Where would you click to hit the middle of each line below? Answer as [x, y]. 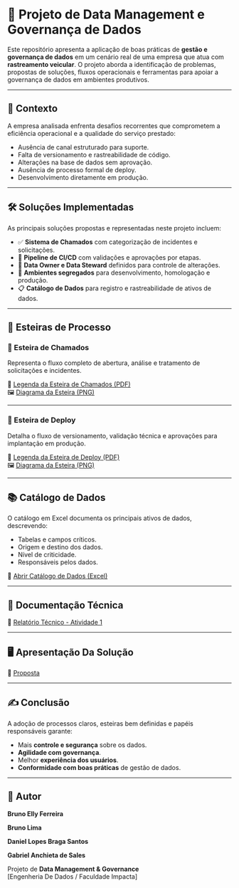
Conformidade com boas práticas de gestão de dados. [99, 767]
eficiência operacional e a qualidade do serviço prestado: [91, 133]
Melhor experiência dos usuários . [68, 760]
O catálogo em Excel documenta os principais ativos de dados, [100, 518]
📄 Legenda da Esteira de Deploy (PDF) [64, 457]
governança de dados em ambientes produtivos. [78, 79]
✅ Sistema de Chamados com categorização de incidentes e [107, 242]
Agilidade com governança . [59, 752]
